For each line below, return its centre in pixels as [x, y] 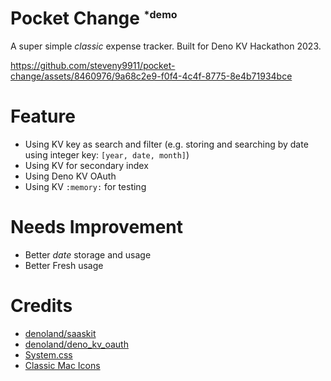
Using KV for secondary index [86, 165]
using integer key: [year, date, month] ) [107, 154]
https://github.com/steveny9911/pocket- [93, 65]
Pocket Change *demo [94, 18]
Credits [41, 306]
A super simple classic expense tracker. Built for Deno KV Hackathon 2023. [166, 46]
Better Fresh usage [64, 265]
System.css [48, 354]
